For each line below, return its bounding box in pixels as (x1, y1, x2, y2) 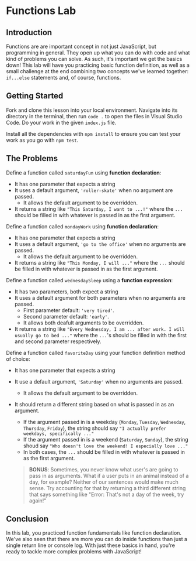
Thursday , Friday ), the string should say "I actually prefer (23, 425, 167, 432)
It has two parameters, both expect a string (14, 288, 118, 295)
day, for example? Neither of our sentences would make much (29, 478, 179, 485)
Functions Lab (6, 4, 76, 18)
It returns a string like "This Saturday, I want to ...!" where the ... (14, 205, 183, 212)
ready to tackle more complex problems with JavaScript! (6, 548, 142, 555)
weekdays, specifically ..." (23, 430, 94, 437)
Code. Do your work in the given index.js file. (6, 119, 117, 126)
